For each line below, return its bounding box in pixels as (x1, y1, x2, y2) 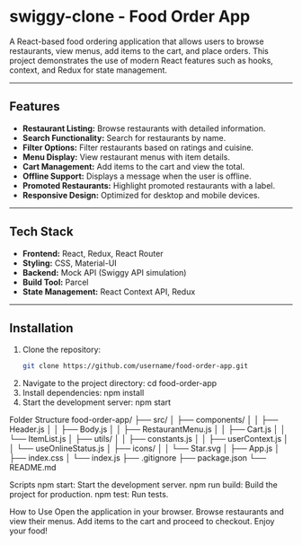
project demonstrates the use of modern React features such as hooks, (9, 55, 274, 66)
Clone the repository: (22, 344, 102, 356)
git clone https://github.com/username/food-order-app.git (22, 362, 249, 371)
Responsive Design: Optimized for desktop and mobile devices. (22, 189, 261, 200)
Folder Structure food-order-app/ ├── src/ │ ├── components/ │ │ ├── (9, 415, 279, 426)
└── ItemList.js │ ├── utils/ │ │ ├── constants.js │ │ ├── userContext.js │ (9, 434, 289, 444)
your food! (9, 525, 48, 536)
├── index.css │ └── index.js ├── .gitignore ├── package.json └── (9, 453, 267, 463)
